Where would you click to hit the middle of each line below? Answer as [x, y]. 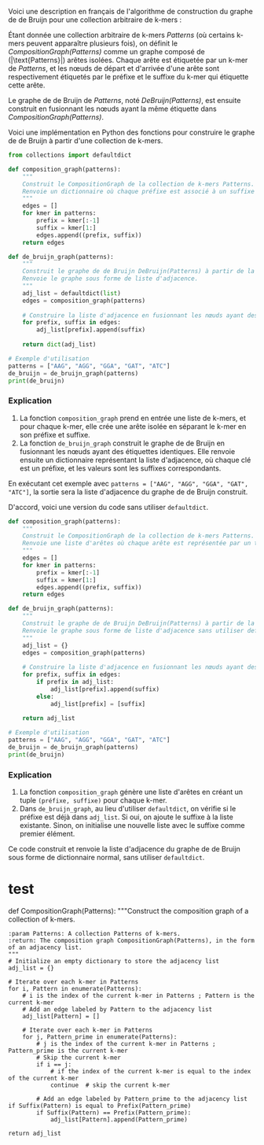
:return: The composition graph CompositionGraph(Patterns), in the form [132, 941]
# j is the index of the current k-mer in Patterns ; [126, 1044]
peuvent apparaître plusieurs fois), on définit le [102, 43]
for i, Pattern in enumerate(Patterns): [75, 989]
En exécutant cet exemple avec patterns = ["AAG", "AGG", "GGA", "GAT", [128, 483]
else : [46, 696]
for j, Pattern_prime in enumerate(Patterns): [100, 1037]
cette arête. [27, 85]
